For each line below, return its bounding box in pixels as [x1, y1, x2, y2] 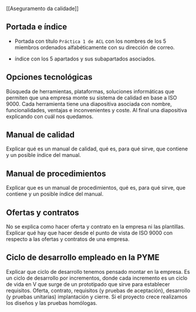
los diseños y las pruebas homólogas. [6, 299, 98, 306]
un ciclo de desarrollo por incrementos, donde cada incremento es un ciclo [6, 274, 188, 281]
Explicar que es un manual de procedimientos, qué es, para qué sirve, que [6, 184, 186, 192]
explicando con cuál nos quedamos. [6, 113, 94, 120]
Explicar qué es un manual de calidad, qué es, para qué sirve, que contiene [6, 145, 188, 152]
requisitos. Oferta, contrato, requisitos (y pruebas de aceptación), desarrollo [6, 287, 191, 294]
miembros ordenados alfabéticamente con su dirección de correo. [14, 43, 175, 51]
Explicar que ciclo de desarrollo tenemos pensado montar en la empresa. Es [6, 268, 190, 275]
